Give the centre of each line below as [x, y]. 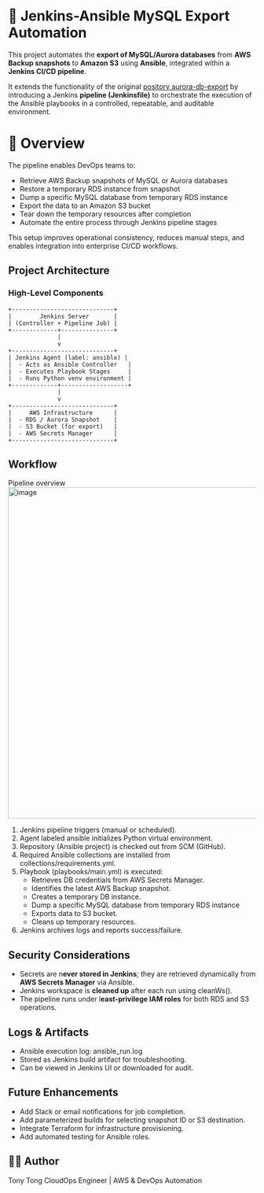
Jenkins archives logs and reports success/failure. [101, 930]
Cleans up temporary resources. [83, 922]
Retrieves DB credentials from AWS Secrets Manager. [118, 880]
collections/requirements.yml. [68, 863]
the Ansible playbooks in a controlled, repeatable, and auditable [111, 103]
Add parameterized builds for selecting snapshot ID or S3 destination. [132, 1120]
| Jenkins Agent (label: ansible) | [68, 357]
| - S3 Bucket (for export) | [63, 427]
